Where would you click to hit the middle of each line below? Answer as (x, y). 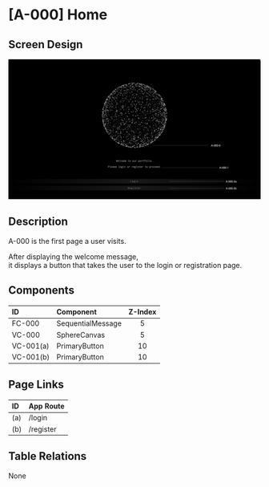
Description (38, 222)
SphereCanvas (81, 335)
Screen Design (46, 45)
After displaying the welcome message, (73, 256)
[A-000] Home (58, 15)
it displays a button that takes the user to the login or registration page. (125, 265)
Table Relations (48, 456)
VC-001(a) (30, 346)
